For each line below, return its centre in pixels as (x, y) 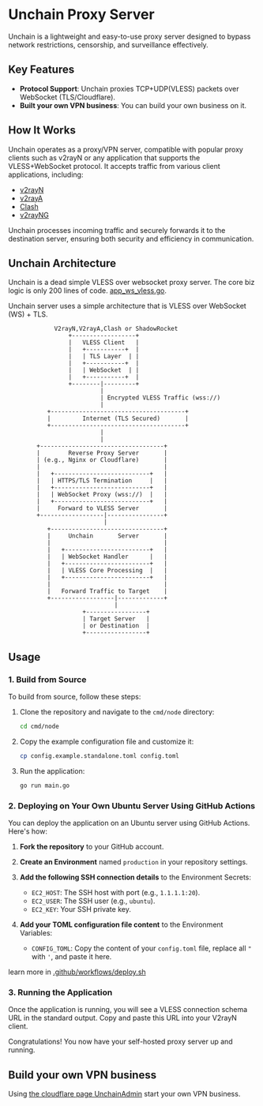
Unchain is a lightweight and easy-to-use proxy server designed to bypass (130, 36)
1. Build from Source (47, 679)
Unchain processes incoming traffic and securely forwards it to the (117, 230)
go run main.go (45, 785)
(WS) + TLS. (28, 314)
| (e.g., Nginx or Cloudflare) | (102, 460)
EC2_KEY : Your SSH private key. (81, 909)
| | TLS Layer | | (104, 357)
